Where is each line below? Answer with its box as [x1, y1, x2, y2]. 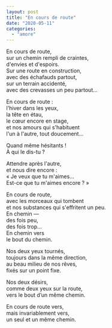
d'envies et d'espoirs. [6, 61, 60, 68]
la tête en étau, [6, 111, 43, 118]
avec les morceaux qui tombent [6, 198, 84, 205]
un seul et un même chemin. [6, 316, 76, 323]
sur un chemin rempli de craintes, [6, 54, 89, 62]
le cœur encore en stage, [6, 117, 69, 124]
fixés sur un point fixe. [6, 267, 61, 274]
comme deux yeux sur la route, [6, 285, 83, 292]
